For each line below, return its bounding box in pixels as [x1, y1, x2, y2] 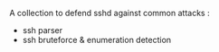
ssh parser [22, 25, 63, 35]
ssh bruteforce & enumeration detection [22, 35, 172, 45]
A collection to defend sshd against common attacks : [9, 8, 210, 18]
